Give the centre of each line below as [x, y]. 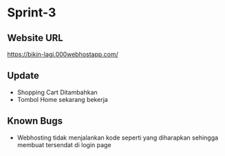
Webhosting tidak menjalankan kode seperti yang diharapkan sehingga [118, 138]
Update [23, 76]
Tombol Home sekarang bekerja [62, 99]
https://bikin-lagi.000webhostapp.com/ [63, 54]
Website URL [35, 38]
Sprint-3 [32, 13]
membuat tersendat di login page [64, 144]
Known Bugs [35, 121]
